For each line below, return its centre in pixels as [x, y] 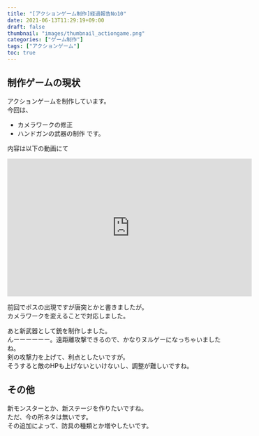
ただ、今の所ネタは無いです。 [50, 416]
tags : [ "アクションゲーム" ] [44, 46]
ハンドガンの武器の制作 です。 [61, 133]
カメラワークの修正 [45, 125]
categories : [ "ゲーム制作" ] [45, 40]
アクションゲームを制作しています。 [59, 101]
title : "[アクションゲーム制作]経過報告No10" [67, 14]
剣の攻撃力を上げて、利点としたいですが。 [68, 357]
